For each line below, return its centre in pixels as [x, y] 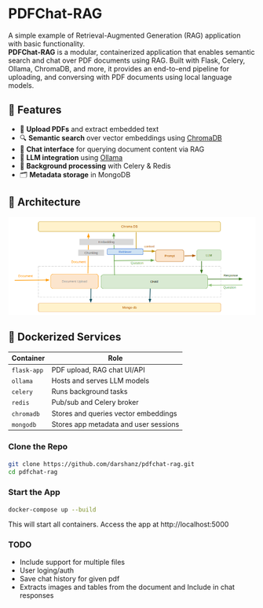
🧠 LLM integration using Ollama [71, 157]
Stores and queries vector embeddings [114, 413]
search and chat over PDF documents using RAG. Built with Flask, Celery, [127, 60]
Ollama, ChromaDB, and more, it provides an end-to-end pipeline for [119, 68]
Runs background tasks [89, 391]
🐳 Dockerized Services [65, 337]
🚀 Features [35, 110]
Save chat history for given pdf [69, 578]
